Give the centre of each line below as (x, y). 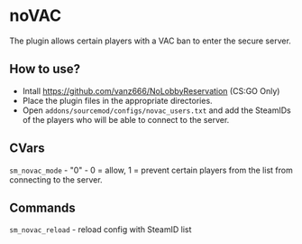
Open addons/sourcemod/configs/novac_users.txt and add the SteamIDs (156, 110)
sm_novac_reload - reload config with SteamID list (101, 230)
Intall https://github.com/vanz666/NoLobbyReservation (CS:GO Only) (151, 90)
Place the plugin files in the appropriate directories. (118, 100)
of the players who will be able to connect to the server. (126, 119)
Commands (43, 207)
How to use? (45, 69)
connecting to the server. (56, 179)
